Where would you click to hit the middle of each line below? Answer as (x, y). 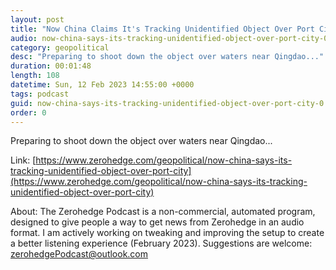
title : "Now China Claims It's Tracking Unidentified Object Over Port (162, 29)
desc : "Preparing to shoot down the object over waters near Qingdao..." (167, 57)
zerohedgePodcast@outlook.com (79, 254)
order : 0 (28, 112)
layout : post (37, 19)
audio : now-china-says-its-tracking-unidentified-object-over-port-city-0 (169, 38)
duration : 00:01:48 (51, 66)
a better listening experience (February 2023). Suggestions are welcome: (161, 243)
